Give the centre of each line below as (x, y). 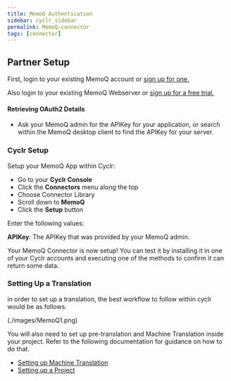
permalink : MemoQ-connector (49, 27)
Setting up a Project (46, 370)
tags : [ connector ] (34, 34)
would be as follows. (37, 306)
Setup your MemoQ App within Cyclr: (61, 166)
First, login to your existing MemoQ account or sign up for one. (98, 79)
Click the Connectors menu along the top (78, 187)
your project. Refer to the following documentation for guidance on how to (115, 341)
